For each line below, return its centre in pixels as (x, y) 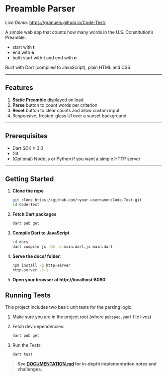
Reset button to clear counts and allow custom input (66, 110)
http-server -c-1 (30, 270)
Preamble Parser (40, 9)
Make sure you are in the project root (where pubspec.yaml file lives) (82, 317)
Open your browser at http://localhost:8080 (59, 279)
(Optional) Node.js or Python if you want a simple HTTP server (76, 159)
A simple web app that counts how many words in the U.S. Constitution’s (79, 32)
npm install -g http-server (41, 265)
